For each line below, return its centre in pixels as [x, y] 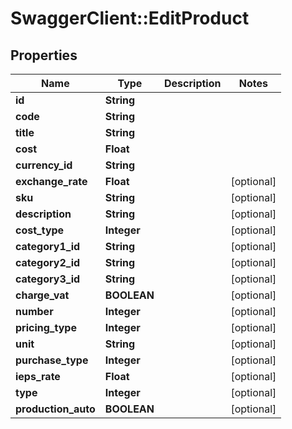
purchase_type [52, 360]
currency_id [44, 165]
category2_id [48, 262]
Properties [44, 55]
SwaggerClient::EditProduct [130, 18]
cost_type [40, 230]
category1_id [48, 246]
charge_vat [42, 295]
